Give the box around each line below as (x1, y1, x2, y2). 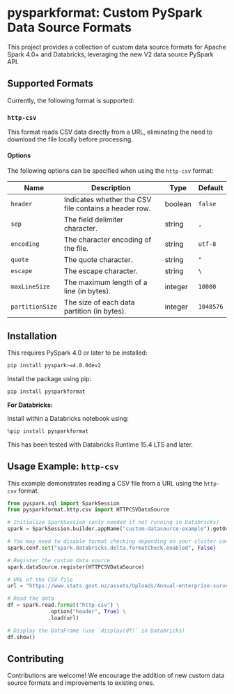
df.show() (7, 633, 36, 640)
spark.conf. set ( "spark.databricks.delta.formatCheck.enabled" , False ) (7, 544, 217, 551)
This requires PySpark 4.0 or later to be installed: (7, 348, 148, 357)
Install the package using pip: (7, 374, 92, 383)
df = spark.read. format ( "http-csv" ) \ (7, 601, 120, 609)
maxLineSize (10, 283, 51, 291)
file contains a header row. (63, 203, 151, 213)
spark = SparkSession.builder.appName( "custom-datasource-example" (7, 525, 208, 532)
